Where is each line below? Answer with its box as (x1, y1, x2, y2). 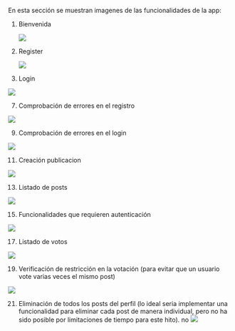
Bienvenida (18, 20, 52, 28)
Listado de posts (18, 183, 68, 191)
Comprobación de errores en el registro (18, 101, 135, 110)
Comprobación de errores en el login (18, 128, 127, 137)
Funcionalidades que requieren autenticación (18, 210, 152, 218)
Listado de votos (18, 238, 68, 245)
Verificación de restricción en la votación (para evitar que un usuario (18, 265, 220, 273)
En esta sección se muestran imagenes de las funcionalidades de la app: (8, 6, 221, 14)
